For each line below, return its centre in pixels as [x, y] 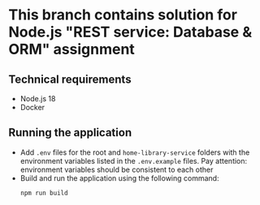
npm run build [44, 193]
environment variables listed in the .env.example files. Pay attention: [134, 160]
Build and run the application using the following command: [119, 178]
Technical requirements [70, 79]
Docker [32, 107]
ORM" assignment [72, 49]
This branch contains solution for [123, 15]
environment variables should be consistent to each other [117, 169]
